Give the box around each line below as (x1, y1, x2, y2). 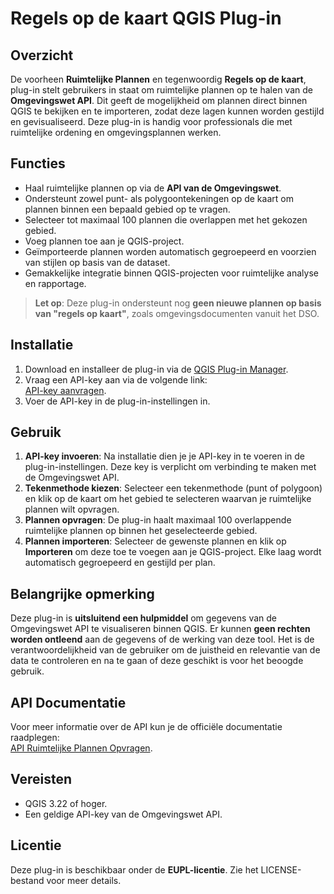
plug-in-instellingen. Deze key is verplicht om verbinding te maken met (24, 461, 317, 473)
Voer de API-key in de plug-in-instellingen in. (24, 395, 211, 407)
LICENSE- (260, 863, 302, 876)
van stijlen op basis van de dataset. (24, 256, 171, 268)
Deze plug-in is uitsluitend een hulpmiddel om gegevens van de (10, 612, 277, 624)
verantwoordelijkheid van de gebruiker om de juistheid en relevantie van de (10, 644, 321, 656)
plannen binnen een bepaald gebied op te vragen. (24, 203, 231, 215)
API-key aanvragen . (24, 384, 107, 396)
